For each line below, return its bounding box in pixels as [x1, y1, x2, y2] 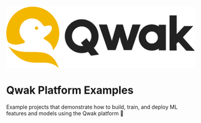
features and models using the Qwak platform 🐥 [6, 109, 124, 117]
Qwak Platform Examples [6, 83, 134, 97]
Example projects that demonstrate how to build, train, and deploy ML [6, 103, 178, 110]
